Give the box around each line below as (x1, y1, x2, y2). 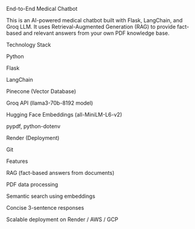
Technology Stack (6, 41, 51, 48)
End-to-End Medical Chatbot (6, 5, 78, 12)
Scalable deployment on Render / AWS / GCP (6, 216, 119, 223)
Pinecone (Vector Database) (6, 88, 76, 95)
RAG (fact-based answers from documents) (6, 169, 115, 176)
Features (6, 157, 28, 165)
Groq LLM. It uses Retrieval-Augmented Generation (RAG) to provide (6, 23, 176, 30)
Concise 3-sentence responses (6, 204, 84, 211)
